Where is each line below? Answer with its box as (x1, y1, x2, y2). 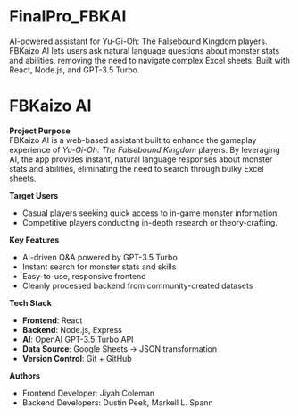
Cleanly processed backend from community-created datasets (21, 280, 253, 291)
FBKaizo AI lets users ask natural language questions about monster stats (9, 45, 280, 55)
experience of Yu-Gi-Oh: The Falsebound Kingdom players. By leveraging (9, 144, 281, 155)
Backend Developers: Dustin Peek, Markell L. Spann (21, 396, 214, 408)
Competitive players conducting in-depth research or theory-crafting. (21, 217, 278, 227)
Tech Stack (9, 297, 52, 308)
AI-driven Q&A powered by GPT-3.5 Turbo (21, 251, 179, 262)
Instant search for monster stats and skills (21, 261, 177, 272)
